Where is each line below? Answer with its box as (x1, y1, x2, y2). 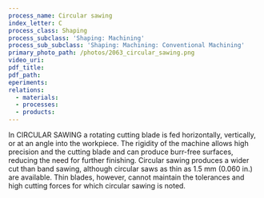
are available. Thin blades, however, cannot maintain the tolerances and (8, 172, 245, 182)
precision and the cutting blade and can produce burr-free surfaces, (8, 147, 234, 156)
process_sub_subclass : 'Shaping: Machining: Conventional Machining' (8, 42, 246, 49)
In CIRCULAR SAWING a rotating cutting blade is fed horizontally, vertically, (8, 130, 256, 140)
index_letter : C (8, 19, 62, 27)
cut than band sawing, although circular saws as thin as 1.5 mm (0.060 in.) (8, 164, 254, 173)
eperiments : (8, 78, 48, 86)
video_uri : (8, 57, 45, 65)
